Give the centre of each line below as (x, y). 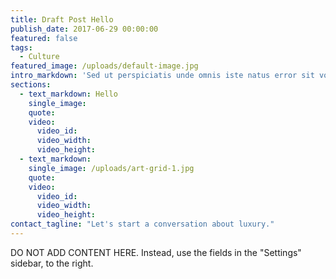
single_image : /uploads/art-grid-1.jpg (111, 168)
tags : (21, 47)
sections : (31, 85)
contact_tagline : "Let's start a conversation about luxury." (142, 224)
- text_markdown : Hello (68, 94)
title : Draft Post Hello (62, 19)
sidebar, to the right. (52, 263)
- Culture (39, 57)
